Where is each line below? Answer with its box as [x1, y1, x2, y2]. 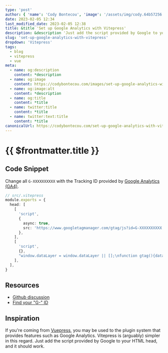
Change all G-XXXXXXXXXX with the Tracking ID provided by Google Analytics [5, 178, 160, 184]
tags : [5, 44, 16, 49]
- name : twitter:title [9, 105, 57, 110]
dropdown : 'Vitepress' [5, 40, 52, 45]
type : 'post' [5, 7, 32, 12]
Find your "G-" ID [12, 300, 48, 306]
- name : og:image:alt [9, 86, 55, 91]
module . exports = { [5, 198, 46, 203]
